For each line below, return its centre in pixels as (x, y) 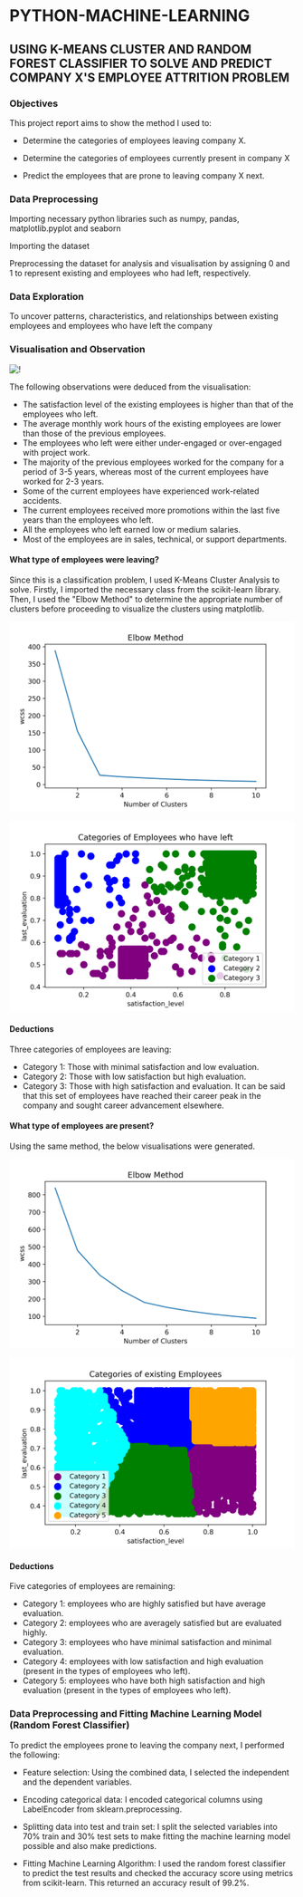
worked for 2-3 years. (63, 481)
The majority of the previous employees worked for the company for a (153, 462)
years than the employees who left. (88, 520)
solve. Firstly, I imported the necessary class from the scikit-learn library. (145, 589)
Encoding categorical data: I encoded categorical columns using (142, 1799)
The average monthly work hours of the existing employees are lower (152, 423)
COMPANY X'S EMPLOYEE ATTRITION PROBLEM (150, 77)
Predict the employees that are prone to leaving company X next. (143, 175)
